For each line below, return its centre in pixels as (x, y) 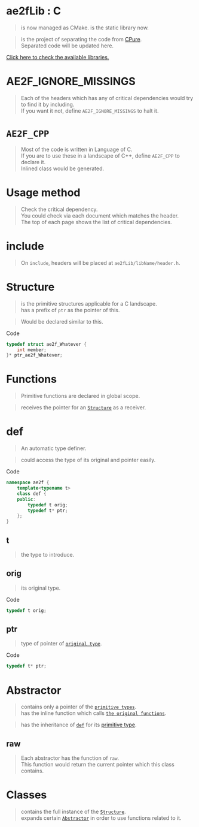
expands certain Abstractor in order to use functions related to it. (101, 818)
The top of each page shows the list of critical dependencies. (96, 222)
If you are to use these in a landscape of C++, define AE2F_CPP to (100, 156)
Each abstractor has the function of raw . (70, 758)
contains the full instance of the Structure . (73, 811)
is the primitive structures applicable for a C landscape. (89, 303)
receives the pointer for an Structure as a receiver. (83, 408)
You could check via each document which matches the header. (100, 215)
